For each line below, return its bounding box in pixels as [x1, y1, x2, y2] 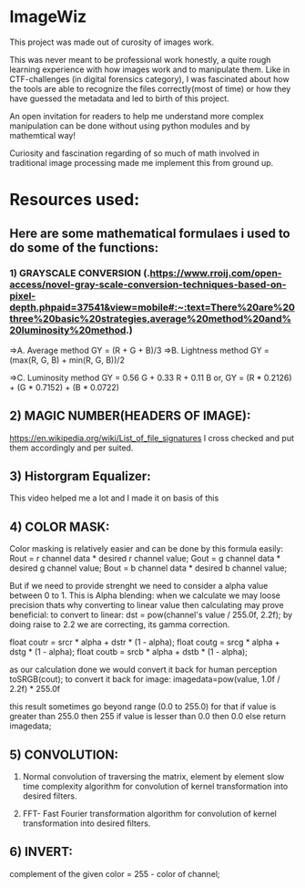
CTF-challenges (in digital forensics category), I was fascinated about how [9, 73, 290, 84]
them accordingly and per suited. [9, 442, 134, 453]
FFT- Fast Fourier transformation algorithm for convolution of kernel [22, 809, 278, 820]
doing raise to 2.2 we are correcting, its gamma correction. [9, 619, 230, 630]
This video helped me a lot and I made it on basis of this [9, 492, 219, 503]
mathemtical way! [9, 129, 76, 140]
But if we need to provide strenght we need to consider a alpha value [9, 581, 269, 592]
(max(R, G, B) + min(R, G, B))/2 [9, 354, 126, 366]
